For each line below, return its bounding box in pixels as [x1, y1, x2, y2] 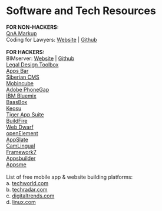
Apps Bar [6, 67, 29, 74]
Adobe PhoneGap [6, 86, 49, 93]
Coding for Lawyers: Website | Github [6, 36, 97, 43]
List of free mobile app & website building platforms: [6, 173, 133, 180]
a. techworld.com [6, 179, 49, 186]
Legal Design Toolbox [6, 61, 59, 68]
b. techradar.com [6, 186, 48, 193]
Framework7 [6, 148, 37, 155]
